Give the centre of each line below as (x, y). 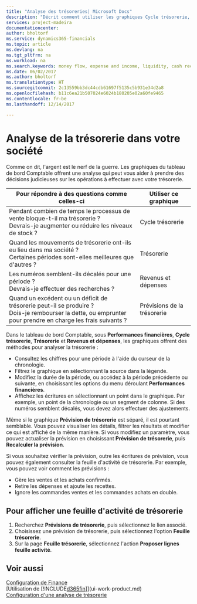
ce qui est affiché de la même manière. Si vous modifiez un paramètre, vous (98, 432)
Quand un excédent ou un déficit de (58, 298)
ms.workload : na (26, 60)
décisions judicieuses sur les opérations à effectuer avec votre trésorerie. (95, 179)
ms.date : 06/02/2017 (31, 72)
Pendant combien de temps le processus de (69, 211)
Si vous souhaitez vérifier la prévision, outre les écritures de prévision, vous (97, 456)
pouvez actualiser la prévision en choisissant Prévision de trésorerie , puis (96, 439)
